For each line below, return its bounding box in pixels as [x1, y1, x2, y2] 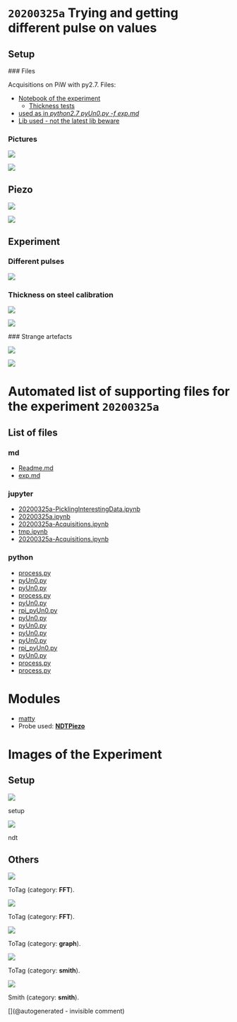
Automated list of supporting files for [8, 383, 230, 399]
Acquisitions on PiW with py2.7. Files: [8, 80, 116, 89]
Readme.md [18, 464, 54, 472]
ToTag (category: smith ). [8, 966, 80, 975]
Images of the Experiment [8, 746, 162, 762]
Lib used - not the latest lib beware [18, 116, 120, 125]
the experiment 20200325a [8, 399, 159, 414]
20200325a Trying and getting [8, 5, 178, 21]
